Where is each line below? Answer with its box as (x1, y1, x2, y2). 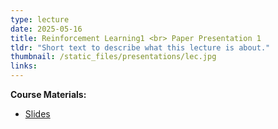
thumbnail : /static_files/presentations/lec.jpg (10, 52, 217, 62)
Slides (24, 108, 51, 120)
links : (10, 61, 38, 71)
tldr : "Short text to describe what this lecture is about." (10, 42, 271, 53)
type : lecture (10, 14, 70, 25)
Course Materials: (10, 89, 87, 100)
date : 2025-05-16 (10, 24, 83, 34)
